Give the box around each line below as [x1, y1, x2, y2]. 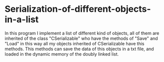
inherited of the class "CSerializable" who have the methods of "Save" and [4, 35, 158, 41]
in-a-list [4, 14, 39, 25]
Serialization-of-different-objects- [4, 3, 151, 15]
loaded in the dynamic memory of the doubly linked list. [4, 51, 119, 57]
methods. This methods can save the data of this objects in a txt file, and [4, 46, 154, 52]
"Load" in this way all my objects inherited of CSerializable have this [4, 40, 145, 46]
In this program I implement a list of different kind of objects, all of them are [4, 30, 160, 36]
